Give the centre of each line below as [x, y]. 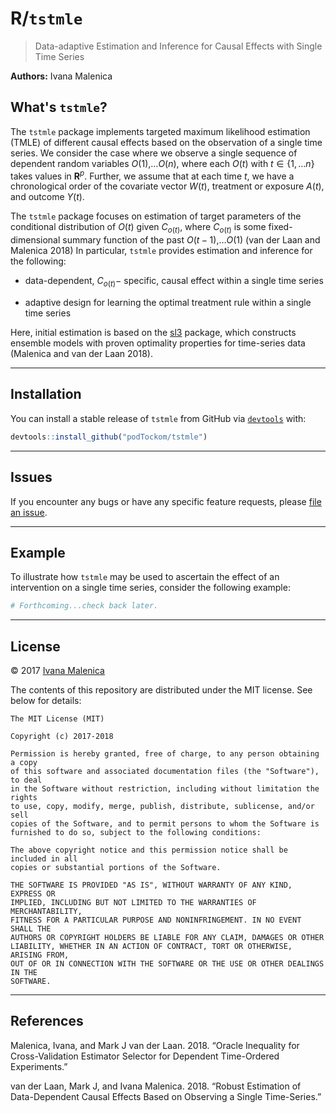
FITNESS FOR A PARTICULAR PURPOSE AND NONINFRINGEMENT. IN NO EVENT [156, 920]
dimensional [35, 240]
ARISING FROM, [40, 955]
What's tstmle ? [59, 107]
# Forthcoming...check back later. [84, 606]
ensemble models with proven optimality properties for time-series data [158, 343]
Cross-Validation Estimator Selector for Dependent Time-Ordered [145, 1056]
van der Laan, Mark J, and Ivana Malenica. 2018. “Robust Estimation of [156, 1086]
